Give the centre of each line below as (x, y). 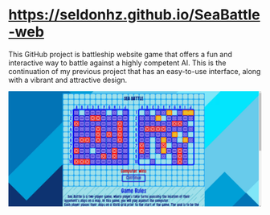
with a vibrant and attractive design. (68, 80)
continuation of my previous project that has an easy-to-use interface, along (135, 71)
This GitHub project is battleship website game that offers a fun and (121, 54)
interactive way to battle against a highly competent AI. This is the (117, 63)
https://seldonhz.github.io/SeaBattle (135, 15)
